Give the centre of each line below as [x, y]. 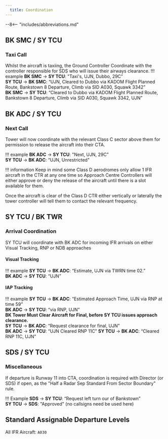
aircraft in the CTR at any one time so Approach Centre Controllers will [79, 175]
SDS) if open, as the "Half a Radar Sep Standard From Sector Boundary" [80, 383]
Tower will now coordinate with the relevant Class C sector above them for [83, 139]
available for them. [25, 186]
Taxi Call [16, 55]
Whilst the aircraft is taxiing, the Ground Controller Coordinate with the [79, 66]
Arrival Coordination [31, 231]
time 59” [14, 304]
